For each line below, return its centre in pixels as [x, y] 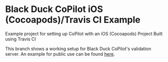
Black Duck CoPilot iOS [54, 9]
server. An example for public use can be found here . [60, 54]
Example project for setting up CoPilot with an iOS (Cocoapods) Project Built [84, 33]
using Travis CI [21, 39]
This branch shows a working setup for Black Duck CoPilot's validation [78, 48]
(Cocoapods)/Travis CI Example [73, 20]
